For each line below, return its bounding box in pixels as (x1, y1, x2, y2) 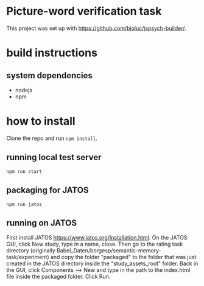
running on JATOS (6, 218, 77, 228)
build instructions (6, 46, 97, 60)
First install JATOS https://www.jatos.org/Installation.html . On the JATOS (6, 234, 188, 241)
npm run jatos (6, 201, 43, 207)
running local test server (6, 152, 102, 163)
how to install (6, 114, 76, 128)
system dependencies (6, 70, 93, 81)
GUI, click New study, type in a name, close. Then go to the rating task (6, 240, 183, 248)
